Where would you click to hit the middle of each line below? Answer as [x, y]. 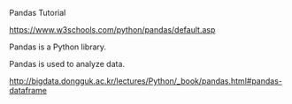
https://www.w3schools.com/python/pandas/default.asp [112, 30]
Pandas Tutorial [38, 13]
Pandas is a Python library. [58, 47]
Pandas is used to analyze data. [67, 64]
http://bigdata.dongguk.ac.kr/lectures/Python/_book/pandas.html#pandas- [146, 81]
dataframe [28, 90]
